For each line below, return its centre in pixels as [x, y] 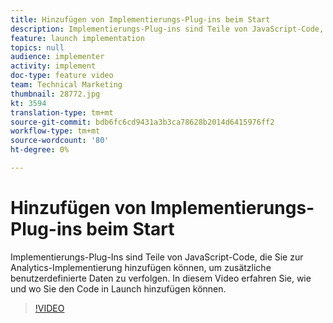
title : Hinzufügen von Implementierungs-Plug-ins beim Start [140, 19]
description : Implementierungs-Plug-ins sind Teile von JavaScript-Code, [167, 29]
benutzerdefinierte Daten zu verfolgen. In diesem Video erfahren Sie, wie [161, 278]
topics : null [37, 47]
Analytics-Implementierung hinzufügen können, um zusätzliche [141, 267]
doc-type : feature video [62, 76]
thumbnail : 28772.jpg [55, 94]
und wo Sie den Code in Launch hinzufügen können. [118, 288]
